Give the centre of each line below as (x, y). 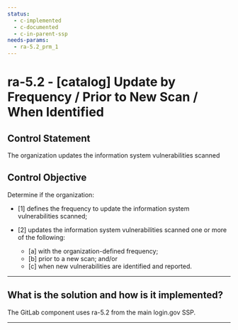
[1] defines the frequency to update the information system (103, 208)
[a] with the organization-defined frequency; (93, 251)
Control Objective (47, 178)
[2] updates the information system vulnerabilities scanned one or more (122, 230)
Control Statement (49, 138)
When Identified (56, 112)
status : (19, 14)
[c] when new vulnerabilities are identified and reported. (110, 266)
